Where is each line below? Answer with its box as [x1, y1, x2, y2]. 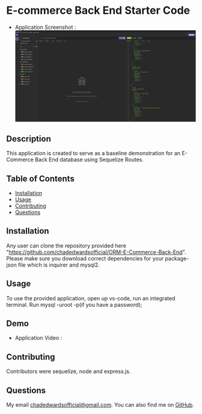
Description [6, 134, 51, 144]
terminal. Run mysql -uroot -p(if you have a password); [6, 301, 142, 308]
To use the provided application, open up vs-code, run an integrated [6, 294, 176, 301]
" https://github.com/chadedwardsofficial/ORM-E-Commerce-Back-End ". [6, 248, 186, 256]
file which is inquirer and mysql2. [17, 261, 100, 268]
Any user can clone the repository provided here [6, 242, 126, 249]
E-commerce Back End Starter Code [6, 4, 191, 17]
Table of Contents [6, 173, 75, 184]
